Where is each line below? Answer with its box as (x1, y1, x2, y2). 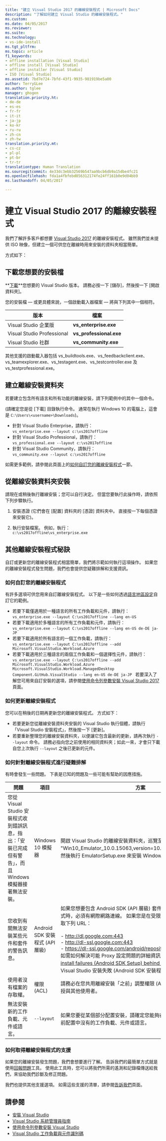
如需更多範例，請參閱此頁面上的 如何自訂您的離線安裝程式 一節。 (5, 461, 135, 467)
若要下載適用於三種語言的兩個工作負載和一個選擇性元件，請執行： (12, 652, 147, 657)
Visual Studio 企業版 (7, 322, 54, 328)
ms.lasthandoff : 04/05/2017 (5, 178, 63, 183)
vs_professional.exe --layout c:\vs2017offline (12, 440, 112, 445)
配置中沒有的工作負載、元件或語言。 (65, 1019, 150, 1026)
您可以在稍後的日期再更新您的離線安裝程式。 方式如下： (5, 710, 119, 716)
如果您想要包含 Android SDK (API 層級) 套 (60, 905, 157, 912)
